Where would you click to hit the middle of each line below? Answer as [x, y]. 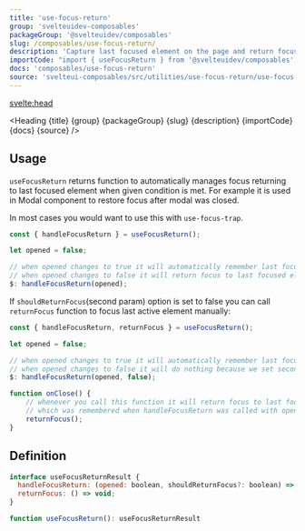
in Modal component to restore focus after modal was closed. [124, 200]
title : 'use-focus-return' [60, 18]
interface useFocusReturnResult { [75, 477]
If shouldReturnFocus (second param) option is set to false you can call [140, 301]
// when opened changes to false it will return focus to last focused [148, 276]
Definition [38, 456]
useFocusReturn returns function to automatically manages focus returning [148, 180]
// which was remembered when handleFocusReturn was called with [152, 411]
